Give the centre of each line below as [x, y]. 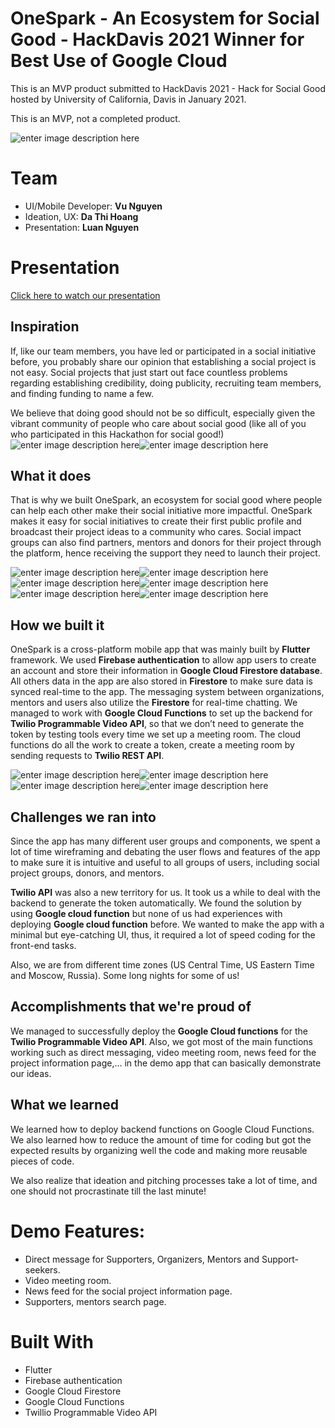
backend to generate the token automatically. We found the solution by [156, 903]
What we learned [64, 1105]
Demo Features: [78, 1231]
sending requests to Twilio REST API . [87, 756]
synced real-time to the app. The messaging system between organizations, [167, 692]
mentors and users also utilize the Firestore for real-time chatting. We [154, 703]
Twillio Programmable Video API [91, 1412]
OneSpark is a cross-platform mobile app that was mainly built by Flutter [160, 649]
